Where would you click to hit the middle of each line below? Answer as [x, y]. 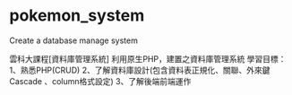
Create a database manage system [74, 40]
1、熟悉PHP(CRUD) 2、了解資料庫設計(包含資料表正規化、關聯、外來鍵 [140, 70]
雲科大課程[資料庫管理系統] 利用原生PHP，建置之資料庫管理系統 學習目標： [148, 58]
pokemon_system [77, 16]
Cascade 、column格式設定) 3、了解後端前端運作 [100, 81]
